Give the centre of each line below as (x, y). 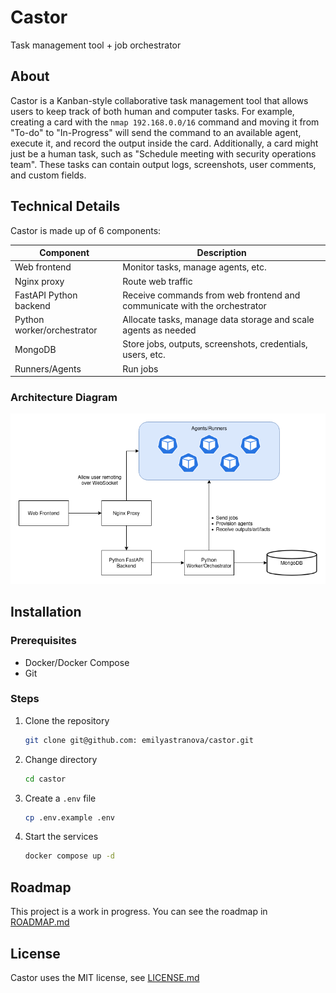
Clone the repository (67, 720)
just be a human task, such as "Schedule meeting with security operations (163, 153)
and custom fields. (48, 175)
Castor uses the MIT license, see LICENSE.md (105, 977)
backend (32, 305)
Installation (46, 612)
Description (221, 253)
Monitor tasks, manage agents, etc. (194, 267)
